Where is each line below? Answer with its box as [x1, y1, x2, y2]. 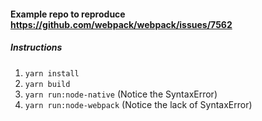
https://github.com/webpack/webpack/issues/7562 [10, 18, 233, 30]
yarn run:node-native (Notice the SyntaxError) [24, 88, 218, 100]
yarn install [24, 68, 80, 79]
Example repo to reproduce [10, 8, 126, 20]
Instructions [10, 41, 63, 54]
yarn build [24, 79, 71, 89]
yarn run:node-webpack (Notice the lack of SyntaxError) [24, 98, 253, 110]
